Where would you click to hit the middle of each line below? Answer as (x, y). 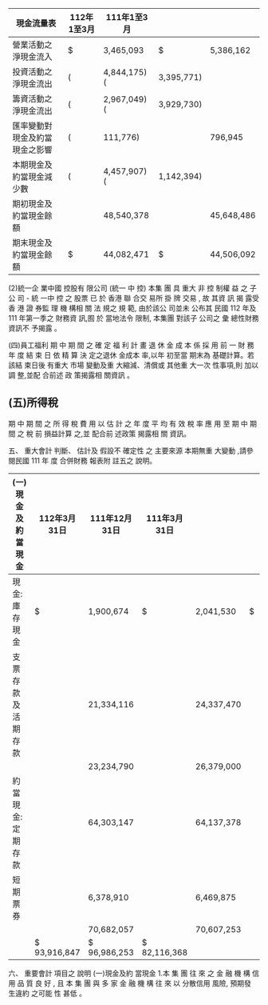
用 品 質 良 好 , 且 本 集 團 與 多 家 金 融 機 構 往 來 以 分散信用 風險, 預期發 (130, 983)
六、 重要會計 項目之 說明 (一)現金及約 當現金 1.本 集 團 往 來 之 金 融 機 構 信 (134, 973)
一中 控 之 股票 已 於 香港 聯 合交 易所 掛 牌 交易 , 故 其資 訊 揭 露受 (150, 298)
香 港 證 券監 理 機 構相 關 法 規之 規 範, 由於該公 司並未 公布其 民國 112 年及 (132, 308)
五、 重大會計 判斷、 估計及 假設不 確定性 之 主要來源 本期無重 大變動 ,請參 (131, 450)
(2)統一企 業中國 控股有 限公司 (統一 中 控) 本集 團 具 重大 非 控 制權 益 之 (128, 288)
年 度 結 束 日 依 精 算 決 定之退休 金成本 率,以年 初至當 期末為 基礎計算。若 (132, 355)
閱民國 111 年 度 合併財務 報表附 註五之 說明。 (83, 460)
